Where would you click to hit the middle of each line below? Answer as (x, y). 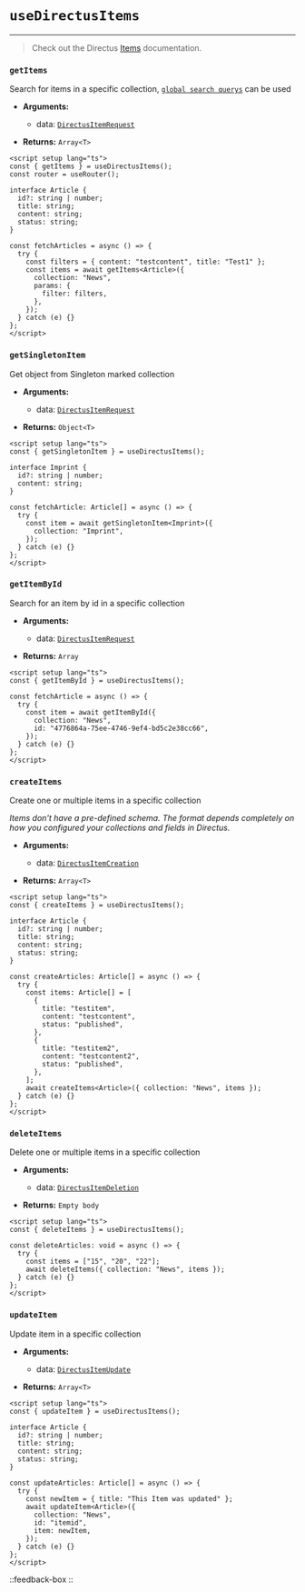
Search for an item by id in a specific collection (97, 603)
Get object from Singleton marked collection (92, 374)
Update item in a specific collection (75, 1334)
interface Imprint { (49, 467)
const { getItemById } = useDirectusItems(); (97, 680)
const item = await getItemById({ (91, 712)
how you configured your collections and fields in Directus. (120, 828)
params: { (52, 286)
